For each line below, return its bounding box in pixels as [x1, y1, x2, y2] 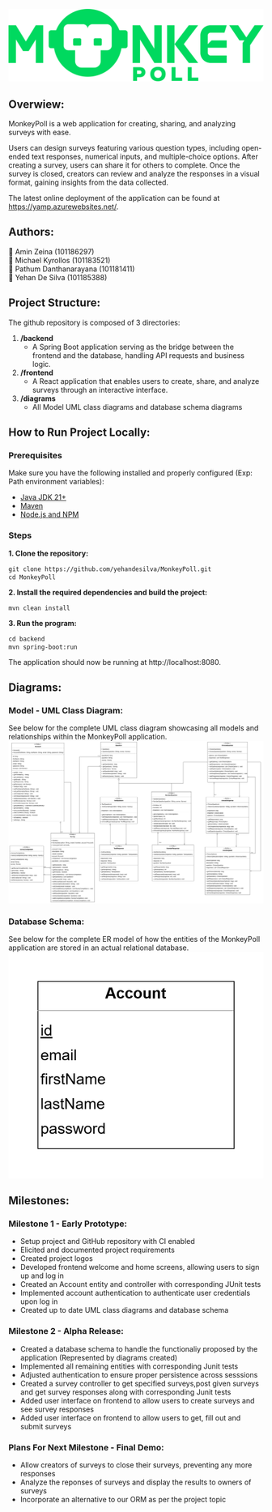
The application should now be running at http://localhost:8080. [8, 657, 221, 667]
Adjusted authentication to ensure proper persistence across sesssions [19, 1369, 258, 1379]
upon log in [19, 1297, 58, 1306]
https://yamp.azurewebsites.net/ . [8, 202, 119, 211]
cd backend [8, 635, 45, 643]
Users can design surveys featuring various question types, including [8, 143, 240, 153]
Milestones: [8, 1194, 70, 1207]
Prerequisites [8, 449, 62, 461]
